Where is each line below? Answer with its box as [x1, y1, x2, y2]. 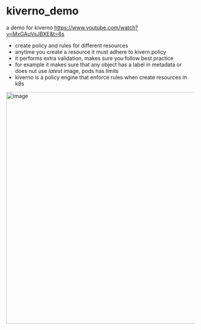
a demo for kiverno [6, 24, 53, 31]
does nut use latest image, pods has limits [14, 67, 119, 74]
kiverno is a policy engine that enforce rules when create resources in [14, 74, 187, 81]
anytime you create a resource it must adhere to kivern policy [14, 48, 166, 55]
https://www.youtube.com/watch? [54, 24, 139, 31]
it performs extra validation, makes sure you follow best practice [14, 54, 174, 62]
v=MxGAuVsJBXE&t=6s [6, 30, 65, 37]
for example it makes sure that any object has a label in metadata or [14, 61, 182, 68]
